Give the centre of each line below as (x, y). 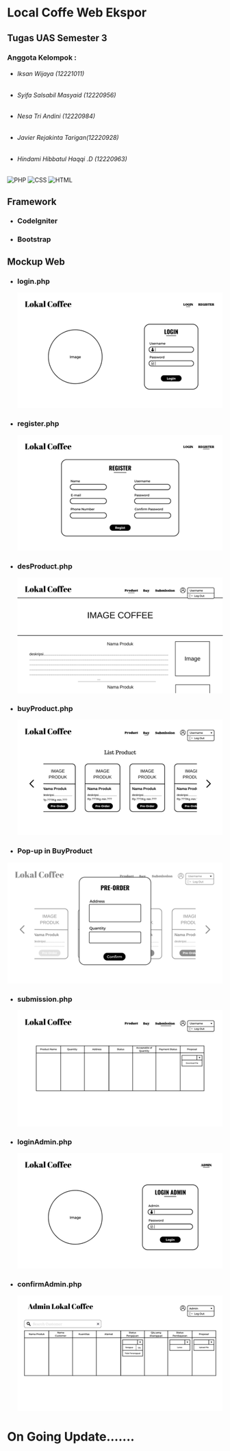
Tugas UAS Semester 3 (57, 38)
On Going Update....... (71, 1436)
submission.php (45, 999)
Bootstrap (34, 239)
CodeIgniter (37, 221)
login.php (33, 281)
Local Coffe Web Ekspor (77, 13)
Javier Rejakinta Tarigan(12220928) (68, 137)
